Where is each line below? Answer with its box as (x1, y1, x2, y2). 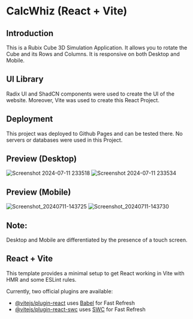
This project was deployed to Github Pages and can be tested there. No (6, 130, 183, 137)
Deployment (6, 114, 53, 124)
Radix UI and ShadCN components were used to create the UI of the (6, 90, 175, 97)
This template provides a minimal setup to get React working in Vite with (6, 269, 185, 277)
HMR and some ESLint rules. (6, 276, 77, 283)
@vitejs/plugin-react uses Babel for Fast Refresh (14, 299, 135, 306)
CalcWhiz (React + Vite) (6, 4, 128, 18)
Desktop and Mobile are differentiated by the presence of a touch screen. (6, 236, 188, 244)
